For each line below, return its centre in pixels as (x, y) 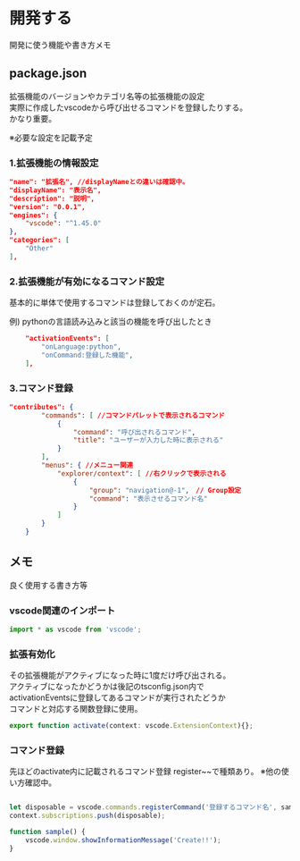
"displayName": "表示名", (55, 190)
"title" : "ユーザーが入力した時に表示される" (148, 440)
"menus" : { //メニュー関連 (87, 466)
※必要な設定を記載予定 (51, 137)
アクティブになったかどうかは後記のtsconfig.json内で (107, 687)
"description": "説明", (52, 198)
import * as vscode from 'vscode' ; (75, 629)
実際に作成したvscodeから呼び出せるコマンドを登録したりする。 (129, 107)
